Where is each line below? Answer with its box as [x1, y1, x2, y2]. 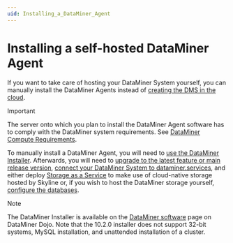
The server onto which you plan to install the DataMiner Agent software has [7, 120, 225, 128]
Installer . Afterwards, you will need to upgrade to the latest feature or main [7, 156, 221, 164]
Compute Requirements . [7, 135, 77, 143]
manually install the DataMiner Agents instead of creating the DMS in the [7, 85, 216, 94]
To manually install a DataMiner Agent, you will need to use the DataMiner [7, 148, 220, 157]
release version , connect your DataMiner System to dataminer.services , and [7, 163, 225, 172]
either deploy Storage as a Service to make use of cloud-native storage [7, 170, 213, 179]
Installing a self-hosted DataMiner [7, 40, 209, 56]
